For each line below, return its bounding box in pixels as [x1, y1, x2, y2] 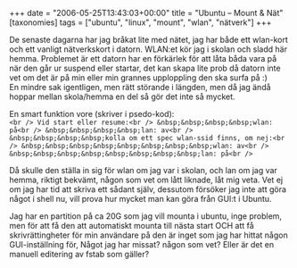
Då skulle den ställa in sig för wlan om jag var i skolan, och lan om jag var [9, 165, 278, 175]
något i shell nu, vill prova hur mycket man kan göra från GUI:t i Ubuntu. [9, 194, 272, 204]
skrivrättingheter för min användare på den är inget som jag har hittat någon [9, 230, 288, 240]
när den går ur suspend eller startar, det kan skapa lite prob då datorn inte [9, 63, 281, 73]
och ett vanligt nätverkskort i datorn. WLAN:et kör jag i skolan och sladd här [9, 44, 288, 54]
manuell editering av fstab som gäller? [9, 249, 150, 259]
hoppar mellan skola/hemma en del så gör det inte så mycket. [9, 91, 235, 102]
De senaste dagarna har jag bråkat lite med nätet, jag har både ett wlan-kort [9, 35, 288, 45]
